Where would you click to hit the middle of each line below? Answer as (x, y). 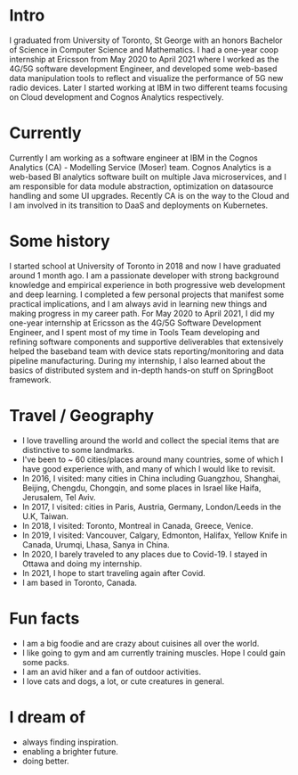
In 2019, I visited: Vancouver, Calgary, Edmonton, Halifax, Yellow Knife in (154, 535)
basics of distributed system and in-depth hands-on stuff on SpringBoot (141, 370)
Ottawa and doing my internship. (82, 564)
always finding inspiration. (70, 742)
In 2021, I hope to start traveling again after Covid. (114, 573)
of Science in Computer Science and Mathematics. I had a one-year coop (144, 49)
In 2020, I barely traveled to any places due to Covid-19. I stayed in (145, 554)
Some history (60, 241)
